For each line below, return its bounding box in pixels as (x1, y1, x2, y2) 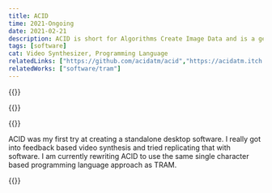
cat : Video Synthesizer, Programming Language (8, 49, 168, 58)
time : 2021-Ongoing (8, 19, 74, 28)
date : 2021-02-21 (8, 27, 67, 35)
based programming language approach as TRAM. (8, 160, 177, 169)
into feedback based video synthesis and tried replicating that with (8, 143, 231, 152)
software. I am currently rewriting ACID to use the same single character (8, 151, 249, 161)
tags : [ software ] (8, 42, 67, 50)
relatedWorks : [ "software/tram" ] (8, 65, 121, 73)
